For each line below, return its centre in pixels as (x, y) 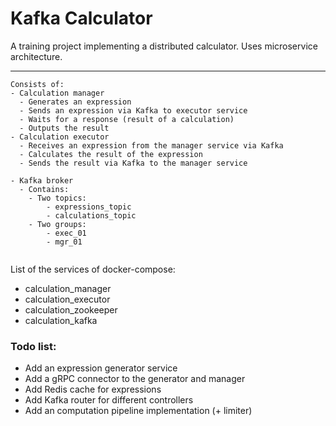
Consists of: (37, 84)
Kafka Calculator (81, 18)
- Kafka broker (42, 180)
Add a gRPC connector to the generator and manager (135, 379)
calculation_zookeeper (71, 309)
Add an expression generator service (101, 368)
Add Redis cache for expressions (93, 389)
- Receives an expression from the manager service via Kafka (151, 145)
